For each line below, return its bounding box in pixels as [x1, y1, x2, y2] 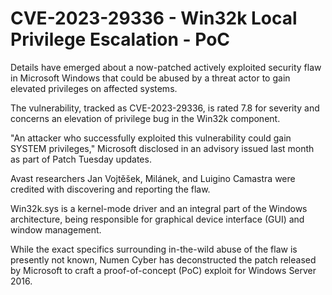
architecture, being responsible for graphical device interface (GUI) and [10, 213, 305, 225]
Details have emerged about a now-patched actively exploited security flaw [10, 61, 322, 73]
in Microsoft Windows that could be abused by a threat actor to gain [10, 72, 291, 84]
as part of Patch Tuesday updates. [10, 153, 152, 165]
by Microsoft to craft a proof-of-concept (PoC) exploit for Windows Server [10, 264, 317, 276]
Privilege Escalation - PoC [10, 28, 231, 51]
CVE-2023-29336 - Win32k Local [10, 7, 298, 30]
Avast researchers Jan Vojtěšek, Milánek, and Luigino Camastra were [10, 172, 296, 184]
